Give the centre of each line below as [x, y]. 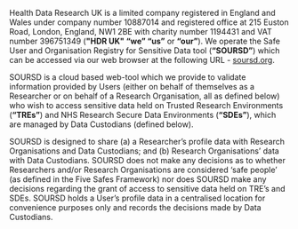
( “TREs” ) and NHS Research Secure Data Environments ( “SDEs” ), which [143, 115]
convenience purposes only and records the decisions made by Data [135, 207]
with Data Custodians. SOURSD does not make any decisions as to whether [148, 160]
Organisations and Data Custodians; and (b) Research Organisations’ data [145, 151]
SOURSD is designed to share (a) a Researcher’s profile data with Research [147, 142]
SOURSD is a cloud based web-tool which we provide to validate [128, 77]
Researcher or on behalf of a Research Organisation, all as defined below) [145, 96]
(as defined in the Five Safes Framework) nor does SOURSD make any [138, 179]
